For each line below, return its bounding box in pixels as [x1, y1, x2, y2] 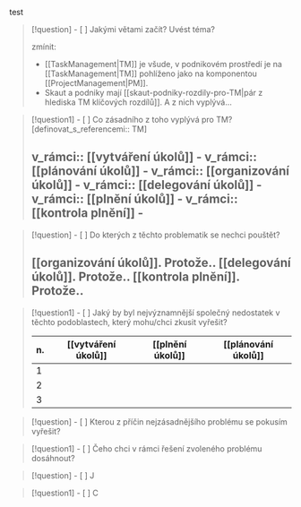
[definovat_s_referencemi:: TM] [30, 124, 148, 134]
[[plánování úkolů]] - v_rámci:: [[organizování [30, 164, 289, 179]
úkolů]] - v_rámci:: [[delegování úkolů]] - [30, 177, 262, 193]
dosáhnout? [30, 452, 75, 463]
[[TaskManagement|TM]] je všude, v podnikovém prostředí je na [44, 59, 282, 69]
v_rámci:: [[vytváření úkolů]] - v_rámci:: [30, 150, 257, 165]
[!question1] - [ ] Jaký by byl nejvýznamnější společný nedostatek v [30, 307, 280, 318]
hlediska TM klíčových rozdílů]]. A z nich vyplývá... [44, 97, 233, 107]
